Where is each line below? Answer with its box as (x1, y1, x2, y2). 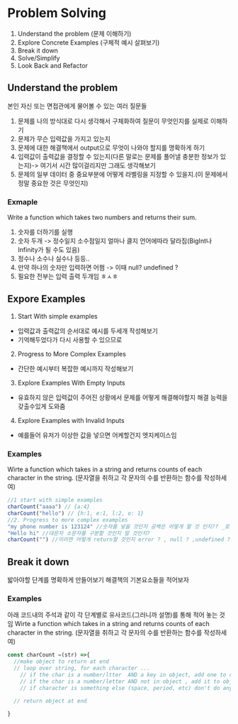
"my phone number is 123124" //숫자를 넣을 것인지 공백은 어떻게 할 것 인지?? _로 (7, 523, 230, 530)
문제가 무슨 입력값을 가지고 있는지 (17, 134, 111, 143)
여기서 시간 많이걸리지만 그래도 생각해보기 (40, 161, 156, 170)
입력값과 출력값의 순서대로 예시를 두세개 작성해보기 (17, 327, 158, 335)
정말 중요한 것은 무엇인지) (17, 179, 89, 187)
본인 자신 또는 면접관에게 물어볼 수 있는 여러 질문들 (7, 102, 147, 110)
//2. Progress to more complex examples (7, 516, 129, 523)
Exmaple (7, 197, 38, 207)
